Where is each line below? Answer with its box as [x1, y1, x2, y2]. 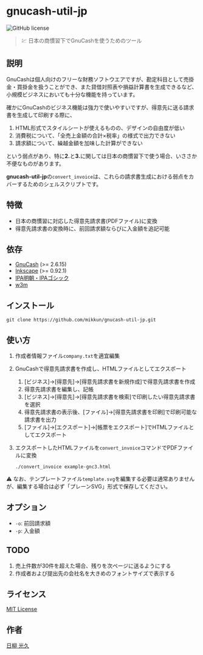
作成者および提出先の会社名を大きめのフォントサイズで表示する [15, 569, 175, 577]
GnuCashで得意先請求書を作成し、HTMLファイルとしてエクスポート [15, 365, 187, 372]
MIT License [6, 606, 38, 613]
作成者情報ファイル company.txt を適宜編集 [15, 352, 120, 359]
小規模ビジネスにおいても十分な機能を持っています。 [6, 91, 139, 98]
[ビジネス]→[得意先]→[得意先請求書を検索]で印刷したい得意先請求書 [24, 393, 196, 400]
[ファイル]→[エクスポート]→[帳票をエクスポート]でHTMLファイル [24, 424, 190, 431]
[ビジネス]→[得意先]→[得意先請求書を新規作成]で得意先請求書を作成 [24, 378, 196, 385]
